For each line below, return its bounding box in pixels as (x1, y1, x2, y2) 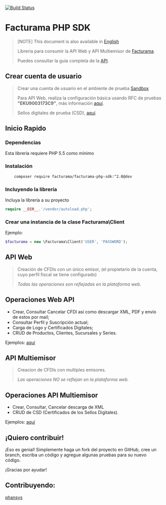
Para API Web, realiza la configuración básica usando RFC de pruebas (17, 95, 162, 101)
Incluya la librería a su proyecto (5, 197, 70, 203)
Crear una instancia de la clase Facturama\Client (5, 218, 125, 225)
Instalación (5, 163, 33, 170)
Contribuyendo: (5, 481, 56, 490)
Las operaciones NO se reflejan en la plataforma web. (17, 376, 129, 382)
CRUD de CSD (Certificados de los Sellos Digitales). (12, 410, 119, 416)
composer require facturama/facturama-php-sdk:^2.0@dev (14, 174, 133, 179)
